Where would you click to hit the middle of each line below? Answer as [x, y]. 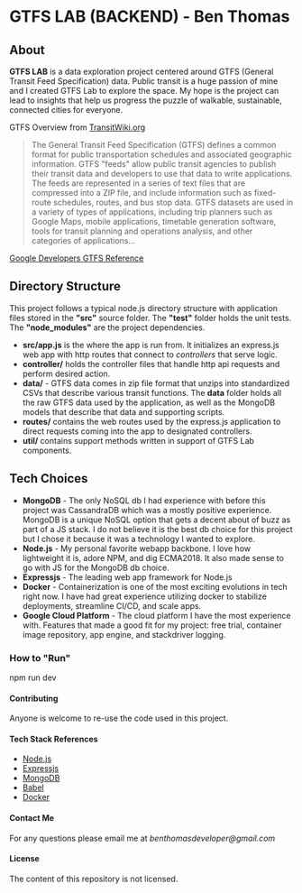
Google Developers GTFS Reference [77, 258]
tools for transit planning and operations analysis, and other [142, 231]
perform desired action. [66, 373]
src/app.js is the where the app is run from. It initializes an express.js [151, 345]
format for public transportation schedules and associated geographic [162, 154]
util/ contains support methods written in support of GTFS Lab [138, 440]
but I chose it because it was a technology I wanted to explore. [138, 539]
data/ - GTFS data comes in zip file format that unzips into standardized [156, 383]
